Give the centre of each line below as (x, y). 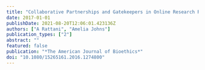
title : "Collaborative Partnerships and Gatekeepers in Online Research (101, 12)
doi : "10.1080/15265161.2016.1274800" (56, 57)
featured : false (27, 46)
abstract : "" (23, 40)
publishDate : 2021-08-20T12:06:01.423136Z (61, 23)
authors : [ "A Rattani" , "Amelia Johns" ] (59, 29)
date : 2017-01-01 (28, 18)
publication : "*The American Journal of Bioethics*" (75, 52)
